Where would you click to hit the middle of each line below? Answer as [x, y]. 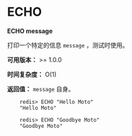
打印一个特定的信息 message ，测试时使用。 [68, 45]
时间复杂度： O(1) [32, 74]
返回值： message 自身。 [41, 89]
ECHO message [30, 31]
